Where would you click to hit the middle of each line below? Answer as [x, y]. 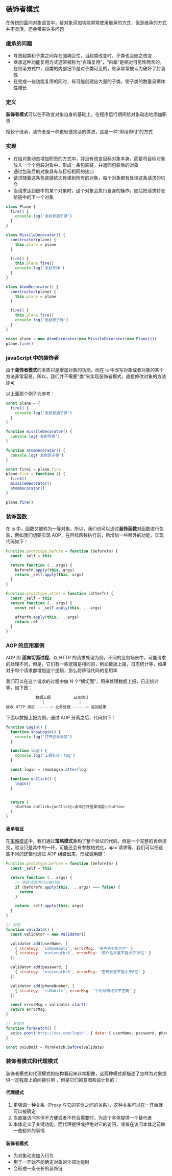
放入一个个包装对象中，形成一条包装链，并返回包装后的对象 [76, 165]
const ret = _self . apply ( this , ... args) [58, 608]
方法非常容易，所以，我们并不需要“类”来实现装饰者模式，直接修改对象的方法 [86, 376]
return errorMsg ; [29, 1010]
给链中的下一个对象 [33, 197]
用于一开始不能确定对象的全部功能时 [51, 1162]
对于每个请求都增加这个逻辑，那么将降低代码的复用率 [62, 671]
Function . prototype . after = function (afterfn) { [60, 594]
